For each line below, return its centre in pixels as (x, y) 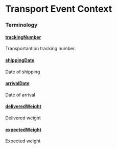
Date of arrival (20, 95)
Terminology (21, 25)
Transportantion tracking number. (41, 49)
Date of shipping (23, 72)
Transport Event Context (59, 9)
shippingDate (20, 60)
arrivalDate (17, 83)
